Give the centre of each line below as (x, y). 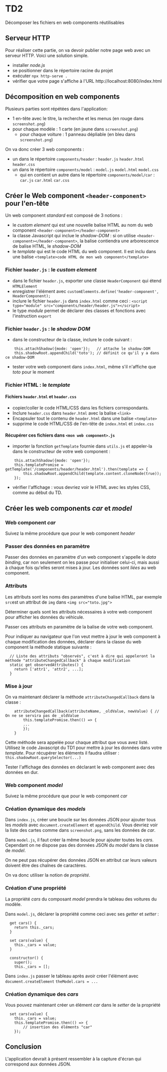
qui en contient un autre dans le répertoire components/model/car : (87, 174)
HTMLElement (25, 286)
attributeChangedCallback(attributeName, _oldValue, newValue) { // (87, 711)
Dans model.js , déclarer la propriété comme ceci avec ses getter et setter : (82, 914)
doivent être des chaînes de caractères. (46, 866)
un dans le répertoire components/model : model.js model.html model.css (85, 169)
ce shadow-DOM (20, 357)
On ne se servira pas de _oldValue (42, 716)
